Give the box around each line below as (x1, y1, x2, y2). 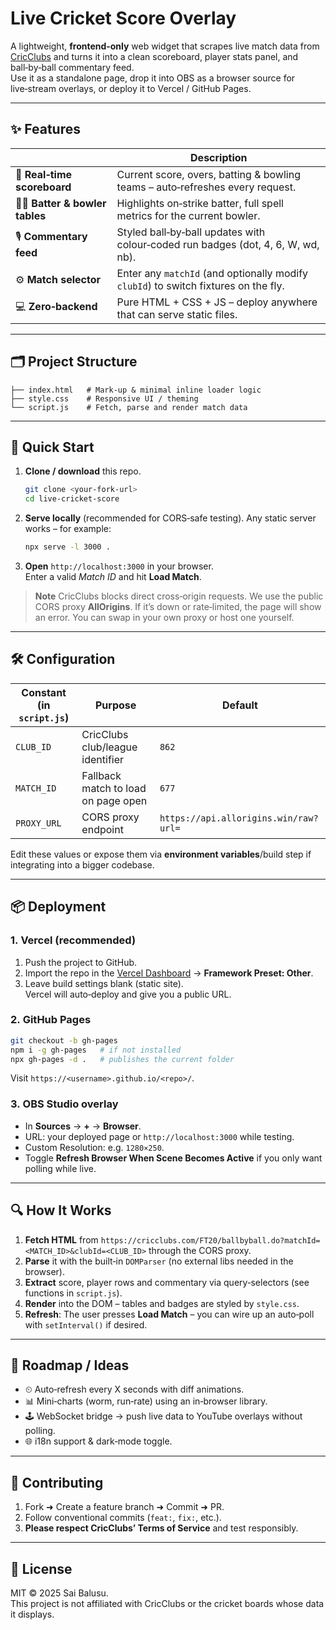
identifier (81, 752, 125, 766)
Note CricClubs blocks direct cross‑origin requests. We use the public (34, 590, 324, 602)
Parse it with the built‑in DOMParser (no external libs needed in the (24, 1255, 294, 1267)
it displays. (10, 1608, 55, 1620)
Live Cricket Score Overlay (10, 7, 237, 30)
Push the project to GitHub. (24, 956, 138, 968)
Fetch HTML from (24, 1233, 99, 1246)
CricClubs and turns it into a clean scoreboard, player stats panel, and (10, 50, 299, 62)
